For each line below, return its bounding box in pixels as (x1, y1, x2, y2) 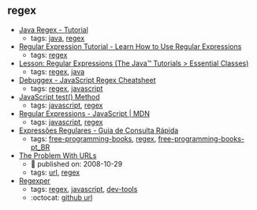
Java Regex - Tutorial (18, 24, 88, 34)
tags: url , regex (30, 167, 80, 177)
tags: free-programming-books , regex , (30, 133, 157, 143)
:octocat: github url (30, 193, 93, 202)
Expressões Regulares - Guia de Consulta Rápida (18, 126, 179, 135)
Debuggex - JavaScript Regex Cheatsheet (18, 75, 156, 84)
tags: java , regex (30, 33, 85, 43)
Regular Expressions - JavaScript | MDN (18, 108, 151, 118)
